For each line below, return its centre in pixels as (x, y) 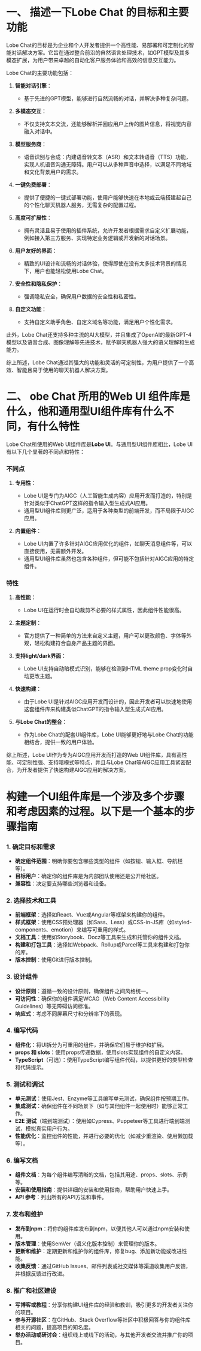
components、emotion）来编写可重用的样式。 (72, 930)
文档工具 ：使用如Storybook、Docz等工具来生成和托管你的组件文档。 (100, 937)
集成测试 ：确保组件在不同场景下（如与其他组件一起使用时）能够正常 (99, 1106)
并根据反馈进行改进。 (41, 1274)
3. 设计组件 (22, 977)
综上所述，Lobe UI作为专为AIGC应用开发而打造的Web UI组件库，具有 (92, 755)
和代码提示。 (31, 1067)
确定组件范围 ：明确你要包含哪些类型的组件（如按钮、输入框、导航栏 (99, 861)
